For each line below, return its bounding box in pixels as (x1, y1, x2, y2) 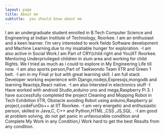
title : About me (5, 12, 38, 17)
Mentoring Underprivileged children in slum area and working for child (5, 56, 147, 62)
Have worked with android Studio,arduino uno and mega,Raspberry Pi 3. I (5, 87, 153, 93)
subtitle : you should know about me (5, 16, 82, 21)
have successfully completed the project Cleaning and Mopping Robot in (5, 92, 152, 98)
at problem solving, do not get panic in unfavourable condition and (5, 113, 140, 119)
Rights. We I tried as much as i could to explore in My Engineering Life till (5, 61, 152, 67)
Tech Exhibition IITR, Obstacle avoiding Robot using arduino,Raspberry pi (5, 98, 153, 104)
